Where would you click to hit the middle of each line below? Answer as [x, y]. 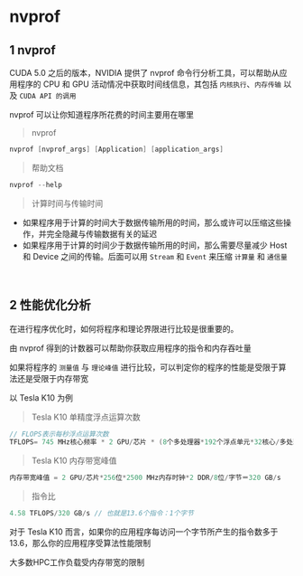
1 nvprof [32, 50]
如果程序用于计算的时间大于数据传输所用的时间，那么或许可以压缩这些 [153, 222]
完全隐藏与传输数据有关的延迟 [102, 233]
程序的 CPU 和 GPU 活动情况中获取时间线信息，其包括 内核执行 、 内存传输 [149, 84]
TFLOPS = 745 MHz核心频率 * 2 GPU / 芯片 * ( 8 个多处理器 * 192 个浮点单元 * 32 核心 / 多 [148, 442]
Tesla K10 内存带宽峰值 [74, 461]
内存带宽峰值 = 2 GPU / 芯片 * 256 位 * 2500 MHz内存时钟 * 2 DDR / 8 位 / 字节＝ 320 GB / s [145, 478]
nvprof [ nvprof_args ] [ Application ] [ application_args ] [116, 149]
